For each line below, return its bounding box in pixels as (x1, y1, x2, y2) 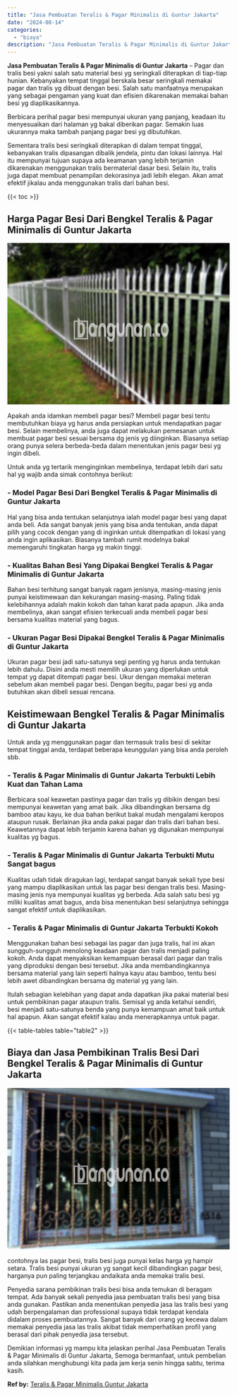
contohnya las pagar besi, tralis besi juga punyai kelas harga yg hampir (7, 1257, 214, 1265)
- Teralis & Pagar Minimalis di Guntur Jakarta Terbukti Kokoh (7, 923, 219, 933)
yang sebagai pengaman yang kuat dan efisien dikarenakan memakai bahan (7, 92, 229, 100)
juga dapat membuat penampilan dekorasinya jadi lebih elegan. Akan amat (7, 171, 224, 180)
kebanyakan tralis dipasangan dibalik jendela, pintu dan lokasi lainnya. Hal (7, 149, 222, 157)
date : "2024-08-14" (7, 18, 65, 26)
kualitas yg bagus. (7, 833, 61, 841)
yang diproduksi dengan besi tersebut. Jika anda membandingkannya (7, 962, 210, 970)
